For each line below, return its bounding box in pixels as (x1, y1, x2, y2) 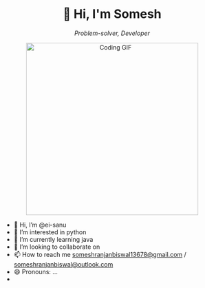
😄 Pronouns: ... (13, 267, 58, 276)
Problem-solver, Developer (74, 29, 150, 37)
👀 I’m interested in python (13, 227, 87, 236)
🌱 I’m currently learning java (13, 235, 94, 243)
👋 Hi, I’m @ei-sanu (13, 220, 67, 229)
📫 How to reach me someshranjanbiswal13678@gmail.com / (13, 250, 187, 258)
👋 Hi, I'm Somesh (63, 6, 162, 22)
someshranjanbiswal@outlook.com (13, 260, 114, 268)
